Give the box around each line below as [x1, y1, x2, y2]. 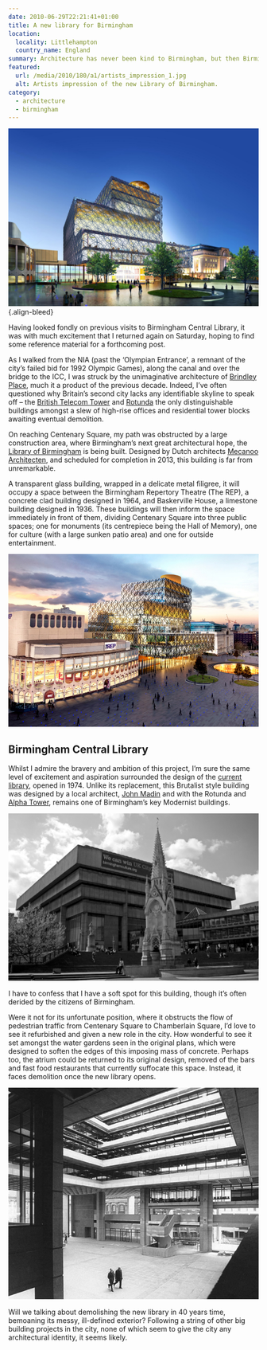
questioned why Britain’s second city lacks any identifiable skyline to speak [8, 389, 255, 398]
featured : [8, 64, 41, 72]
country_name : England [15, 46, 91, 55]
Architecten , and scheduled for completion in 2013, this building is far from [8, 455, 253, 464]
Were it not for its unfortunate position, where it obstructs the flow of [8, 1012, 233, 1022]
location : [8, 29, 41, 37]
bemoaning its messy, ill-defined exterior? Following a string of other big [8, 1316, 246, 1325]
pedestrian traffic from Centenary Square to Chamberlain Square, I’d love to [8, 1020, 256, 1031]
